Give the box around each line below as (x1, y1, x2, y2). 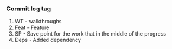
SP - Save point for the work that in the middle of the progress (14, 30, 167, 37)
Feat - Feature (14, 24, 50, 31)
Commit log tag (6, 5, 51, 13)
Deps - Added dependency (14, 37, 82, 44)
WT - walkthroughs (14, 18, 62, 25)
